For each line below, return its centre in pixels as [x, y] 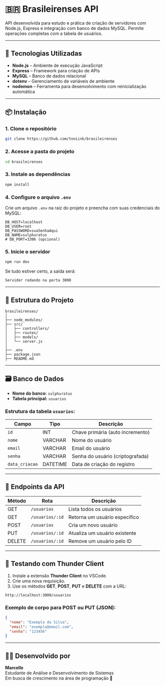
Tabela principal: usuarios [39, 398]
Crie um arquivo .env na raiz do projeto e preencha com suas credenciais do [82, 208]
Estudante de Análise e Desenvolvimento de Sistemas [59, 673]
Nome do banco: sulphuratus [42, 393]
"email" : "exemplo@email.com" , [41, 627]
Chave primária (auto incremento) [111, 433]
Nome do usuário [92, 440]
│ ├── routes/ [22, 333]
